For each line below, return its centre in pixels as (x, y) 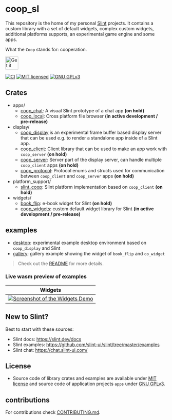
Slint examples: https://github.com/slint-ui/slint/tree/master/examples (86, 345)
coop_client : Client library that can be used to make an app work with (94, 149)
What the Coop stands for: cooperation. (46, 49)
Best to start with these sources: (40, 329)
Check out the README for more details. (61, 263)
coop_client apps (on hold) (49, 165)
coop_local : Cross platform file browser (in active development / (89, 116)
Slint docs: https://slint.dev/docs (47, 339)
